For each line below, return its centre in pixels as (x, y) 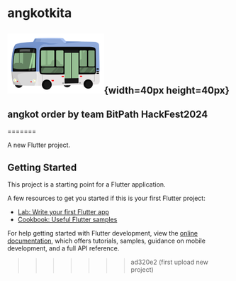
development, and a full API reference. (63, 248)
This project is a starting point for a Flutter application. (86, 184)
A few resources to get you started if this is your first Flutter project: (106, 198)
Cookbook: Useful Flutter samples (67, 220)
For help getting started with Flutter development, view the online (103, 233)
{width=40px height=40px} (167, 90)
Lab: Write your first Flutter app (63, 212)
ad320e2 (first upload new (170, 262)
